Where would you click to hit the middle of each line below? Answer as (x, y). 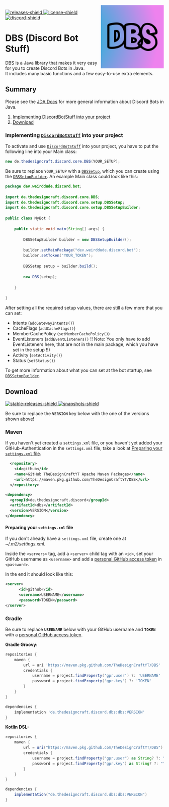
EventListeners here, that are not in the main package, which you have (85, 344)
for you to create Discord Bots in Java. (45, 68)
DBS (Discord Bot (42, 38)
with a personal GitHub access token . (44, 635)
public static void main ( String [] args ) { (59, 229)
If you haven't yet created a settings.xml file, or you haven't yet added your (84, 443)
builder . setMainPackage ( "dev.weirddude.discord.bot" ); (82, 250)
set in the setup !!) (31, 350)
